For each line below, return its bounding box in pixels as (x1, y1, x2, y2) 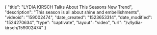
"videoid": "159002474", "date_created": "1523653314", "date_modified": (4, 15, 153, 20)
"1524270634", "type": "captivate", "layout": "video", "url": (4, 19, 123, 25)
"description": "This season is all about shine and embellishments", (4, 9, 140, 15)
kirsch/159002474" (4, 25, 44, 31)
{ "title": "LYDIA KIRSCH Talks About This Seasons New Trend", (4, 4, 133, 10)
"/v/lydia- (124, 19, 143, 25)
